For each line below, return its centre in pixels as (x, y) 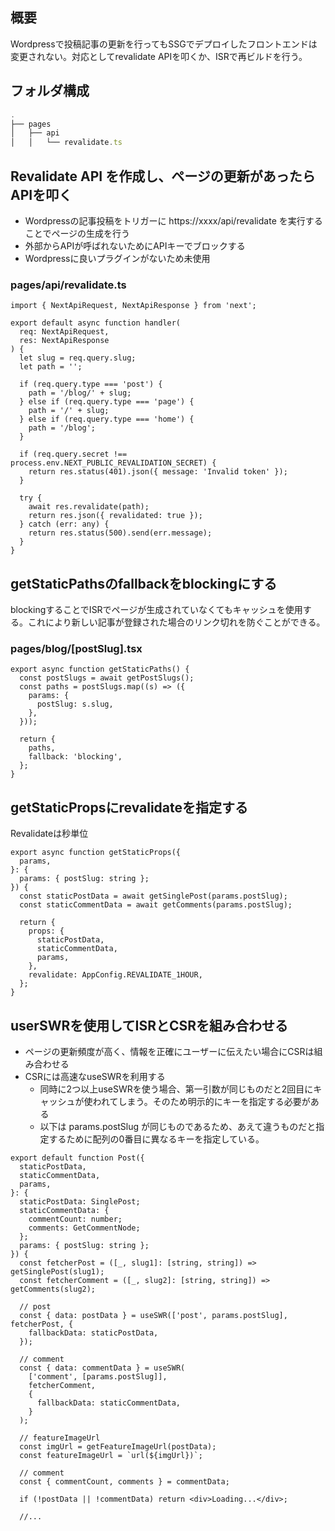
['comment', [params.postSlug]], (98, 1376)
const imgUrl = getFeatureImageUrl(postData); (118, 1446)
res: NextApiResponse (64, 341)
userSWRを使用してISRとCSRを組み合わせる (149, 1025)
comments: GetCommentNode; (84, 1228)
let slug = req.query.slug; (78, 358)
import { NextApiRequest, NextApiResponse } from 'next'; (133, 306)
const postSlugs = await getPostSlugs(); (107, 678)
